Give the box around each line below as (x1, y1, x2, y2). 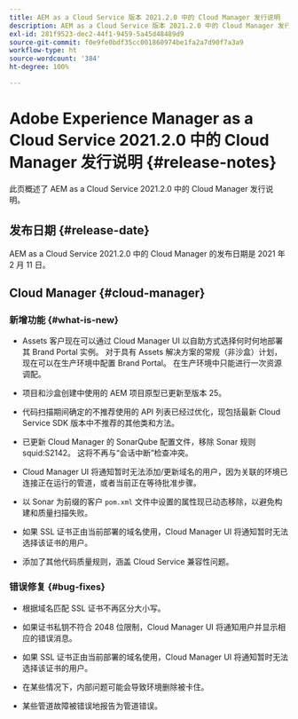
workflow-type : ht (9, 46, 77, 55)
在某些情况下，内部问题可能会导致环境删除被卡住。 (21, 681, 209, 692)
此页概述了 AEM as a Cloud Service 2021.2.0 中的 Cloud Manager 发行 (9, 183, 266, 194)
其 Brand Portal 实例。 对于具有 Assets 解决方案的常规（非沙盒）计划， (21, 347, 282, 358)
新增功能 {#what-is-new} (9, 313, 120, 326)
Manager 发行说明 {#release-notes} (9, 153, 278, 173)
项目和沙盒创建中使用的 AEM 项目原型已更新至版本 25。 (21, 388, 227, 399)
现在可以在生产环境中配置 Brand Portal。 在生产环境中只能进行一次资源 (21, 358, 282, 368)
